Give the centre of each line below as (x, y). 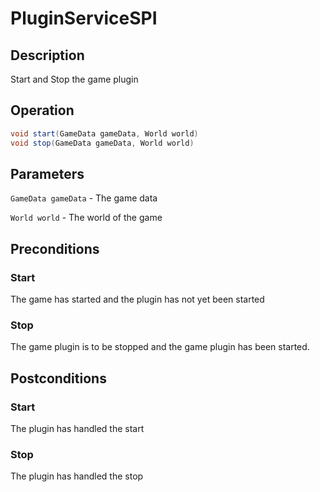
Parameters (47, 173)
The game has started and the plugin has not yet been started (137, 299)
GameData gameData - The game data (84, 198)
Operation (42, 110)
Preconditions (55, 248)
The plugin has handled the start (77, 429)
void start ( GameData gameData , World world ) (104, 133)
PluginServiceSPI (84, 18)
